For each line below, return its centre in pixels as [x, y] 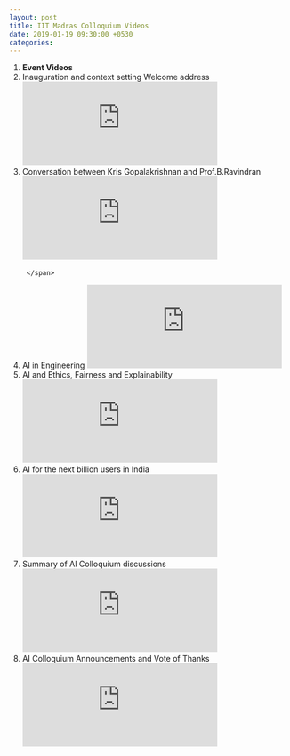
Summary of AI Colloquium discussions [94, 564]
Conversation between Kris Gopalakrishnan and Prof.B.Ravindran [141, 172]
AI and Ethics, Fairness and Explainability [97, 375]
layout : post [33, 17]
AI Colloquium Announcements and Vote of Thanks [116, 659]
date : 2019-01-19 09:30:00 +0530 [71, 34]
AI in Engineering [53, 365]
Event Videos [47, 68]
